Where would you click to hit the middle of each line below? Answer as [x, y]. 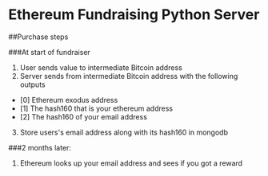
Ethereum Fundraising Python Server [134, 15]
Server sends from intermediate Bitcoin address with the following [129, 76]
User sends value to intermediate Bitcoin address [101, 67]
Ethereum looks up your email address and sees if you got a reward [131, 163]
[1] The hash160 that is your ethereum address [96, 108]
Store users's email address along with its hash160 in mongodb [124, 132]
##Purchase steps [38, 37]
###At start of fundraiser [49, 52]
